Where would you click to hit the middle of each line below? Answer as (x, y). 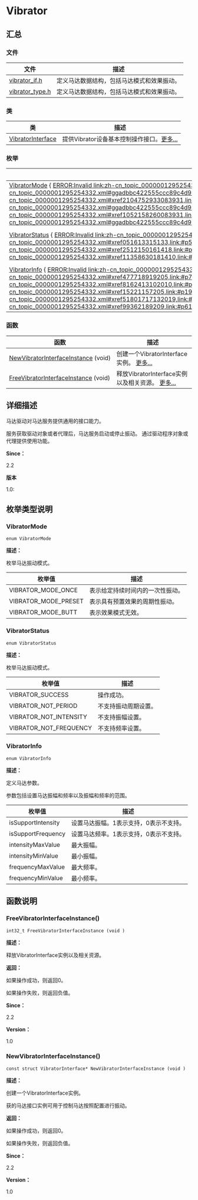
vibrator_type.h (30, 91)
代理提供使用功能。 (29, 441)
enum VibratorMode (29, 539)
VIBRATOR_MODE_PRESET (47, 601)
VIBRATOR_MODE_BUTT (43, 612)
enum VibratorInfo (29, 758)
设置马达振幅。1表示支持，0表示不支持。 (128, 823)
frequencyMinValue (36, 878)
